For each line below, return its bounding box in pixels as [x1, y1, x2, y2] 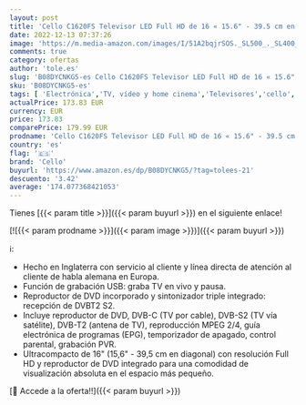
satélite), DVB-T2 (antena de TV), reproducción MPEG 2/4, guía [22, 319, 261, 330]
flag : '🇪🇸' [9, 148, 55, 157]
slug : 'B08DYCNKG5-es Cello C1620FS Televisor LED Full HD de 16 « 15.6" [9, 73, 296, 82]
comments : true [9, 47, 67, 56]
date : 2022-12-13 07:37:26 [9, 30, 112, 39]
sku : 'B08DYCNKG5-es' [9, 81, 92, 90]
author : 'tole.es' [9, 65, 79, 74]
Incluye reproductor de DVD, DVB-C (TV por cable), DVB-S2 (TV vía [22, 310, 278, 321]
